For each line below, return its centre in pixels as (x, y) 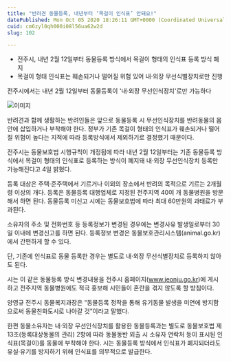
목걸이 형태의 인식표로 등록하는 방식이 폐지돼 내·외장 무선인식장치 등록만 (122, 161)
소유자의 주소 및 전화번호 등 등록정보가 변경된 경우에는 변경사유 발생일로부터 (109, 224)
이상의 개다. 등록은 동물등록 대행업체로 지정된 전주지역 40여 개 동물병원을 (112, 193)
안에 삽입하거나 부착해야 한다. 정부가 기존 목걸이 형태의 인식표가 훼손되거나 (107, 129)
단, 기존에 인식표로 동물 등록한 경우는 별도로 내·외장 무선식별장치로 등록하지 (108, 256)
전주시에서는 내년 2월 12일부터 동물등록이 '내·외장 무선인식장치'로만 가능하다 (109, 91)
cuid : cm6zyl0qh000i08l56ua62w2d (55, 26)
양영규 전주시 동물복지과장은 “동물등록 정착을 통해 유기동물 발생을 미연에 (104, 303)
